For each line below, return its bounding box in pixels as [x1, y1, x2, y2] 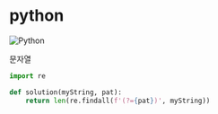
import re [9, 71, 47, 81]
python [9, 5, 65, 26]
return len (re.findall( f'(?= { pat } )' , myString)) [25, 96, 211, 105]
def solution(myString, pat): [9, 87, 123, 97]
